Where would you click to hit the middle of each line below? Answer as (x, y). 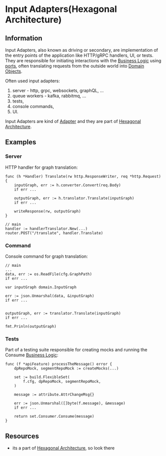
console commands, (33, 106)
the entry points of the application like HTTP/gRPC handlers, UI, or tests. (79, 55)
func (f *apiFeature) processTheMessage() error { (59, 364)
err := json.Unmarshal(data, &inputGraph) (50, 296)
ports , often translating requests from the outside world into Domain (75, 66)
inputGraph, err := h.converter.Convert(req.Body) (68, 185)
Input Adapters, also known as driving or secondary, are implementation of (82, 50)
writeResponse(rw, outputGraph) (47, 211)
